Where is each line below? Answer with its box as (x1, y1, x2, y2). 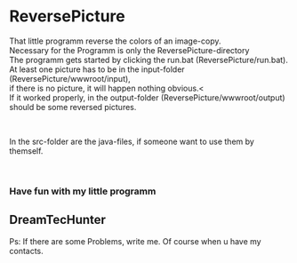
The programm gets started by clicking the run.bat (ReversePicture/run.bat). (9, 54, 289, 65)
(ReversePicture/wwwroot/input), (9, 73, 131, 84)
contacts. (9, 245, 44, 256)
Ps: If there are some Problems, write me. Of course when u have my (9, 235, 261, 246)
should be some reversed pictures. (9, 101, 137, 112)
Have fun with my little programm (9, 185, 157, 197)
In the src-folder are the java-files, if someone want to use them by (9, 136, 255, 147)
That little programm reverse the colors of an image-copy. (9, 36, 221, 46)
